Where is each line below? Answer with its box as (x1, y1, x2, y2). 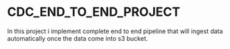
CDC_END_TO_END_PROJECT (7, 4, 181, 20)
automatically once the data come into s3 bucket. (7, 34, 148, 42)
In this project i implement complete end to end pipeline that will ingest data (7, 27, 223, 35)
